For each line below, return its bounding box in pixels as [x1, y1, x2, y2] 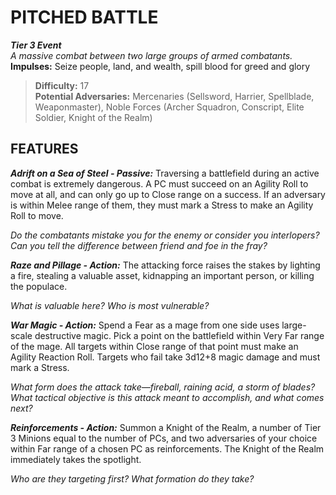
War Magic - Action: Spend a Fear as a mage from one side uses [10, 319, 280, 331]
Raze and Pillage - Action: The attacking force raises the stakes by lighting [10, 259, 321, 271]
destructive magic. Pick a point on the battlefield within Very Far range [34, 329, 325, 341]
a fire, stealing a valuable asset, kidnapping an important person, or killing [10, 269, 315, 281]
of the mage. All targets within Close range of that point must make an [10, 340, 299, 352]
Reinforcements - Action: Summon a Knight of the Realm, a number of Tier [10, 421, 322, 433]
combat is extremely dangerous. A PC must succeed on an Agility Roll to [10, 177, 309, 190]
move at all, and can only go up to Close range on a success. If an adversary [10, 188, 326, 200]
